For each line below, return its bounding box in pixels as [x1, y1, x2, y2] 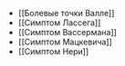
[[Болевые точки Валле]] [17, 8, 115, 18]
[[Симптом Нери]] [17, 46, 89, 57]
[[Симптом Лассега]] [17, 17, 101, 28]
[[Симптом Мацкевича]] [17, 36, 112, 47]
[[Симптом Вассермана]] [17, 27, 117, 37]
